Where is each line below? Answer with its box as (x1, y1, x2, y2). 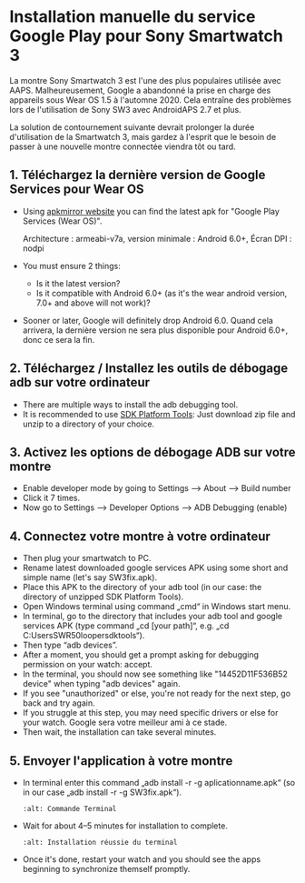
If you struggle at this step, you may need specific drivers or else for (22, 707, 279, 718)
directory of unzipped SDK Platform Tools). (22, 591, 184, 602)
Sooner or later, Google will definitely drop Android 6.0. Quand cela (22, 315, 274, 326)
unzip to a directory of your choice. (22, 418, 155, 429)
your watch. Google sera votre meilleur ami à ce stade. (22, 717, 228, 728)
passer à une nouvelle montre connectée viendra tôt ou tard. (9, 141, 236, 152)
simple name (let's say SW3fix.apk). (22, 572, 157, 583)
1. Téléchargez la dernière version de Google (9, 167, 266, 183)
